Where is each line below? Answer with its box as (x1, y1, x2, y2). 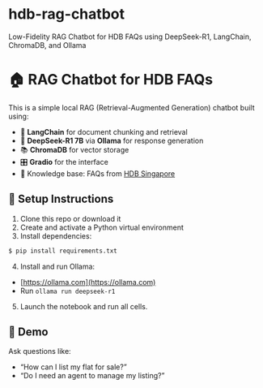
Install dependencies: (19, 231, 92, 240)
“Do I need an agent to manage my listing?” (19, 371, 165, 381)
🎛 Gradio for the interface (19, 157, 109, 166)
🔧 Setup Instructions (8, 192, 114, 206)
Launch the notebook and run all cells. (19, 301, 148, 311)
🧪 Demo (8, 325, 49, 338)
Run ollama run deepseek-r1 (19, 286, 116, 295)
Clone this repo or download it (19, 213, 121, 223)
